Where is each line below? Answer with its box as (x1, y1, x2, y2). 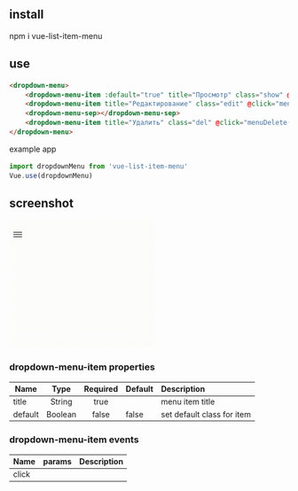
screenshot (9, 196, 74, 211)
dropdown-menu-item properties (9, 361, 155, 373)
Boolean (46, 409, 77, 419)
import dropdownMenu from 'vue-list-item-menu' (9, 161, 189, 171)
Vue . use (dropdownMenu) (9, 171, 93, 180)
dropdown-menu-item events (9, 433, 139, 446)
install (9, 7, 44, 22)
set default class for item (161, 409, 251, 419)
